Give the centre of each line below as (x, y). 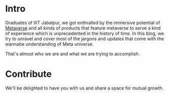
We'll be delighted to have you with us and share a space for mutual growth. (85, 88)
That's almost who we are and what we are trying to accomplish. (73, 54)
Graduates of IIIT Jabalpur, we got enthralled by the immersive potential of (83, 23)
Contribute (29, 74)
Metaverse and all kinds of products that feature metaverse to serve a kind (83, 28)
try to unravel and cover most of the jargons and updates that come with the (85, 39)
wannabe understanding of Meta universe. (50, 44)
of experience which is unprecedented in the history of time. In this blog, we (85, 33)
